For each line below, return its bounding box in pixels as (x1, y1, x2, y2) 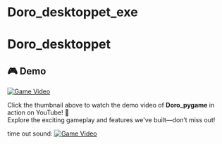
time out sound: (7, 129, 53, 138)
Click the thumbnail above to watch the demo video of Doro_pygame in (7, 101, 215, 110)
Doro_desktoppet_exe (7, 4, 139, 20)
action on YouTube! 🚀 (7, 108, 69, 117)
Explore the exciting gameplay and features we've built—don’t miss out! (7, 116, 216, 124)
